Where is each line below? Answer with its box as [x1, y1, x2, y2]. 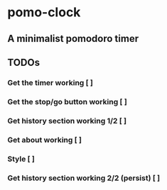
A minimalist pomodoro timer [7, 33, 139, 45]
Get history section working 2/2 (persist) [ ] [7, 173, 161, 183]
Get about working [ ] [7, 135, 82, 145]
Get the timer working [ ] [7, 77, 94, 87]
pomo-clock [7, 4, 81, 21]
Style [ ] [7, 154, 36, 164]
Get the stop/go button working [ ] [7, 96, 128, 106]
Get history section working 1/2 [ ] [7, 116, 126, 125]
